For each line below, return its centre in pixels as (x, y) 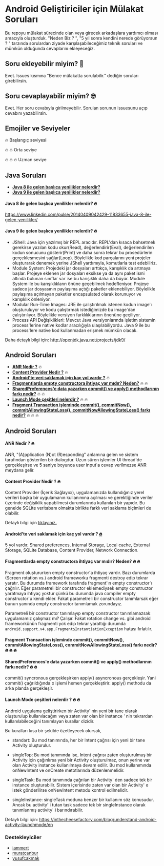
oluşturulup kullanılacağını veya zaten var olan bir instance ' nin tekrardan (79, 716)
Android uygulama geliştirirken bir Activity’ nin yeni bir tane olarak (71, 711)
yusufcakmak (26, 858)
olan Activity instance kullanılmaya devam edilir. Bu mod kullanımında (82, 765)
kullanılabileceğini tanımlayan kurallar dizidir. (50, 721)
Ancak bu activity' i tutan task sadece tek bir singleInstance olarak (79, 804)
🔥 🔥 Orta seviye (21, 150)
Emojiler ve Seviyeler (38, 128)
